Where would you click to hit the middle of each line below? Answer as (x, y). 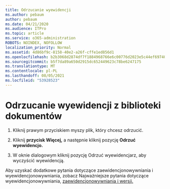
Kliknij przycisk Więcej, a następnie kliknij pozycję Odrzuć (74, 140)
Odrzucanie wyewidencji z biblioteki (83, 105)
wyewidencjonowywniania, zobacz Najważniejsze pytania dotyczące (77, 175)
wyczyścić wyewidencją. (38, 160)
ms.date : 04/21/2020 (27, 24)
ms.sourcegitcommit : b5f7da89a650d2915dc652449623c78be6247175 (73, 62)
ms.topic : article (25, 33)
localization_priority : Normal (38, 48)
